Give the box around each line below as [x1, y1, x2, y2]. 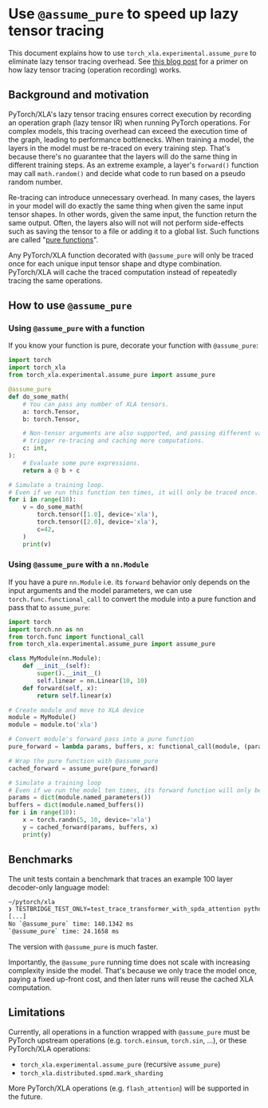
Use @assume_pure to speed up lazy [8, 5, 239, 23]
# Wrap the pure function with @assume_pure [8, 756, 159, 765]
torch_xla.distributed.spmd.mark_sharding [19, 1069, 164, 1077]
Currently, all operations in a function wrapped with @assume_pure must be [8, 1027, 250, 1036]
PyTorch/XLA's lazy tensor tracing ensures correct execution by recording [8, 109, 252, 119]
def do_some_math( [8, 392, 69, 401]
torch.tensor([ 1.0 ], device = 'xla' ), [37, 511, 159, 519]
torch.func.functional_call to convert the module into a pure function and [8, 594, 257, 603]
